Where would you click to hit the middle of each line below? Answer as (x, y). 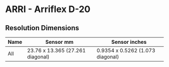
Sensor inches (129, 42)
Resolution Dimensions (42, 28)
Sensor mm (59, 42)
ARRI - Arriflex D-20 (48, 9)
